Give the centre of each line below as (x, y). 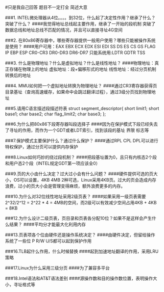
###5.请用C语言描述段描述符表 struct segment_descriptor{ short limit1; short (82, 108)
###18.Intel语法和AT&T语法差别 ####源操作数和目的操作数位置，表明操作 (79, 278)
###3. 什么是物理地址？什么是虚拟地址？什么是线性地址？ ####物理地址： (80, 63)
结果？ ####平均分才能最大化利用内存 (47, 224)
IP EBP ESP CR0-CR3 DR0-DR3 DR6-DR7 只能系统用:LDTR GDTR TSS (75, 53)
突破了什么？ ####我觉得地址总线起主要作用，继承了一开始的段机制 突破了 (80, 24)
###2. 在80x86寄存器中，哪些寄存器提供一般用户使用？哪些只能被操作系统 (80, 40)
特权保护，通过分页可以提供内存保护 (42, 147)
